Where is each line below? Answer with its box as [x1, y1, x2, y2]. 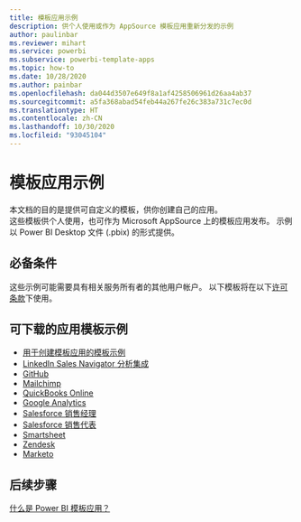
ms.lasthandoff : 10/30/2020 [9, 123, 115, 132]
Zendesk [22, 439, 56, 450]
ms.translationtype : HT [9, 106, 99, 115]
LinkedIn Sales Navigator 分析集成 [22, 359, 150, 369]
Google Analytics [22, 397, 87, 408]
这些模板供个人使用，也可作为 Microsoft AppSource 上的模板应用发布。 [9, 215, 275, 226]
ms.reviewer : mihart [9, 38, 87, 48]
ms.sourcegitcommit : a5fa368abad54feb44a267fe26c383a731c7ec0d [9, 97, 252, 107]
